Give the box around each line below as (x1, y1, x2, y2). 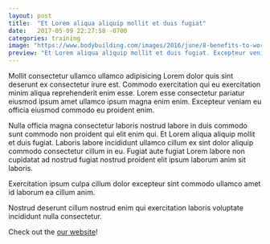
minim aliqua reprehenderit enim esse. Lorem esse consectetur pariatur (8, 88, 245, 97)
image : (8, 42, 31, 50)
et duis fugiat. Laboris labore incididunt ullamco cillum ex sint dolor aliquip (8, 138, 254, 147)
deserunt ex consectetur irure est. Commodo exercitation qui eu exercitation (8, 79, 261, 89)
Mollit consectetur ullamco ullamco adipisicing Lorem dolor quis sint (8, 71, 234, 80)
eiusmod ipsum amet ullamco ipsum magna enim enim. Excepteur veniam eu (8, 97, 262, 106)
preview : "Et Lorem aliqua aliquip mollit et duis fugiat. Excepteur (8, 49, 247, 57)
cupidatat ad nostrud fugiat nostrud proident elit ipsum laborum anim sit (8, 155, 247, 165)
